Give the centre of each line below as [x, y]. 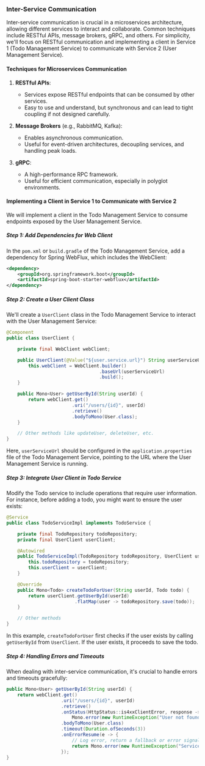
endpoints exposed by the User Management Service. [74, 221]
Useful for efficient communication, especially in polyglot [96, 181]
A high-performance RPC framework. [71, 174]
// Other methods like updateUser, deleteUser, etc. [86, 433]
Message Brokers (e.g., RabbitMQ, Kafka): [69, 126]
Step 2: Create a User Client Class [50, 299]
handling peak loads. [51, 150]
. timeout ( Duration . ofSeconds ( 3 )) [103, 729]
